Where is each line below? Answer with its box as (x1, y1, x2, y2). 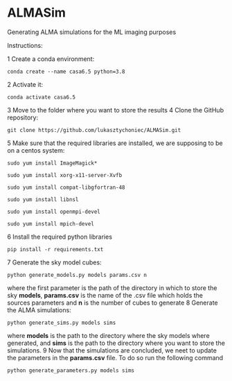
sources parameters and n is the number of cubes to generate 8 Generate (7, 298, 218, 307)
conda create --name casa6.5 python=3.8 (7, 68, 126, 75)
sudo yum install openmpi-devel (7, 208, 100, 215)
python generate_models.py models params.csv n (7, 271, 148, 278)
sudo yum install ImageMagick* (7, 160, 98, 167)
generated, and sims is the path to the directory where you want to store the (7, 339, 225, 347)
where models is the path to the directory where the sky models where (7, 331, 210, 339)
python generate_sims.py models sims (7, 319, 116, 326)
